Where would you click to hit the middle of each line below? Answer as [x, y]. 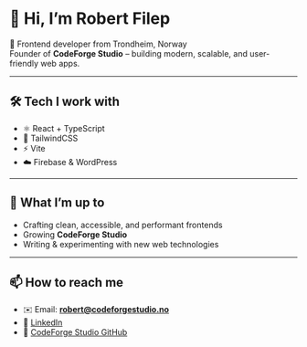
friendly [24, 63]
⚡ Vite [34, 148]
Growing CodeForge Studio [75, 234]
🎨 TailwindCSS [50, 138]
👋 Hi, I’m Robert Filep [90, 19]
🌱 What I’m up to [57, 203]
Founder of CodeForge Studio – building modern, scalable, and [129, 53]
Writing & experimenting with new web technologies [121, 244]
